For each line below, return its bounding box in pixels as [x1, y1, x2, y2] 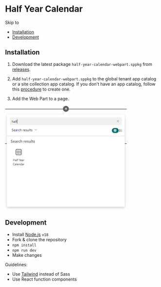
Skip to [5, 19, 19, 25]
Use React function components [12, 276, 77, 282]
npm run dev [12, 248, 36, 253]
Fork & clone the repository [12, 236, 67, 242]
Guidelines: [5, 262, 28, 268]
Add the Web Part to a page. [12, 96, 69, 101]
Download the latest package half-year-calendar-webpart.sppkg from [12, 61, 152, 67]
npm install [12, 243, 36, 248]
